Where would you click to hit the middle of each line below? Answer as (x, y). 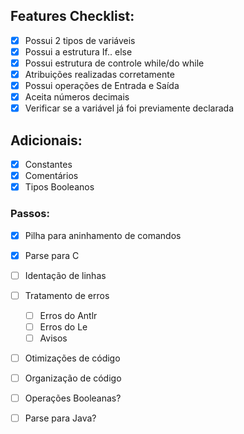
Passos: (30, 214)
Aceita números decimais (77, 97)
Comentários (51, 176)
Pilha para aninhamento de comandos (103, 235)
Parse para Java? (60, 418)
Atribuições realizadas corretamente (99, 74)
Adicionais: (46, 140)
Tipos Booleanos (59, 187)
